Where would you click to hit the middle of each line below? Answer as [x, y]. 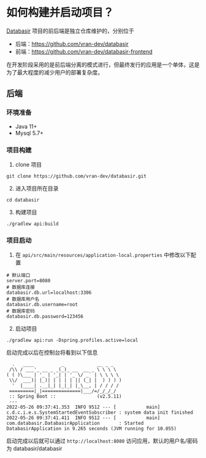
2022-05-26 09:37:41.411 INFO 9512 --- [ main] [83, 418]
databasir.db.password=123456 [45, 317]
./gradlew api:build [33, 224]
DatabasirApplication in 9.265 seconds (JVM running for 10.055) [91, 429]
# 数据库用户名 [23, 299]
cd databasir [23, 200]
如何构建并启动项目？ [60, 13]
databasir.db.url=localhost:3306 [49, 293]
